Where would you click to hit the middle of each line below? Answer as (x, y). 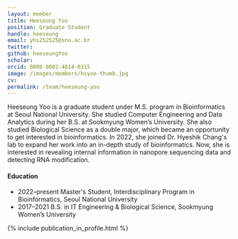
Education (23, 176)
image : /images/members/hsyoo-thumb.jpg (68, 73)
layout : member (30, 14)
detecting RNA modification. (49, 160)
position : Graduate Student (49, 27)
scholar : (20, 60)
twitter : (20, 47)
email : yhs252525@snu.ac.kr (49, 41)
